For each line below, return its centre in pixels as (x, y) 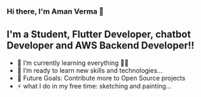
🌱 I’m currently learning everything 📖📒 (73, 63)
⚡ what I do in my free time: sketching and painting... (94, 86)
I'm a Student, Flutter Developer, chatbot (99, 35)
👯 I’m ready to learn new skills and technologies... (90, 70)
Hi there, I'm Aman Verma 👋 (55, 11)
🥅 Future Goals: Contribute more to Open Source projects (101, 78)
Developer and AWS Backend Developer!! (100, 46)
